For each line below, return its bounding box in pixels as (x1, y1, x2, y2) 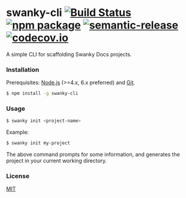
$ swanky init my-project (6, 140, 70, 146)
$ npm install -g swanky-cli (6, 91, 78, 97)
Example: (6, 129, 29, 136)
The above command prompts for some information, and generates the (6, 151, 180, 158)
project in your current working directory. (6, 157, 107, 164)
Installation (6, 65, 40, 74)
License (6, 172, 30, 180)
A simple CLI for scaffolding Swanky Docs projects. (6, 50, 132, 58)
